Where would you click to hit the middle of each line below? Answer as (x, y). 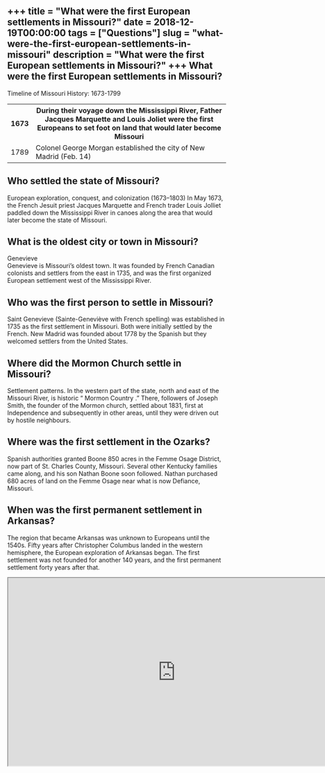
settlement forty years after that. (53, 567)
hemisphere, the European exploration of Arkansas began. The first (103, 552)
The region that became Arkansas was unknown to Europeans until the (109, 538)
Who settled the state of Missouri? (83, 181)
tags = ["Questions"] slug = (129, 33)
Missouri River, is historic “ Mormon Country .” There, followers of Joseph (112, 398)
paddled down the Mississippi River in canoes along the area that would (110, 213)
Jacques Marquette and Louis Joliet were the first (129, 119)
